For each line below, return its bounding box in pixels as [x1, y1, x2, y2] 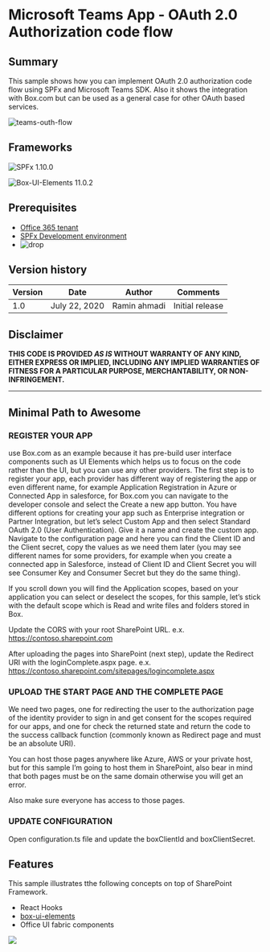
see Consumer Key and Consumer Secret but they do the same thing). [8, 568, 241, 577]
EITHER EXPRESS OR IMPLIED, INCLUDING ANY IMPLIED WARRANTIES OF [8, 358, 260, 367]
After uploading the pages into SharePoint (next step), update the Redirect [8, 648, 255, 658]
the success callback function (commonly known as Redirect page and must [8, 731, 261, 740]
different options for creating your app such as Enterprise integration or [8, 507, 245, 517]
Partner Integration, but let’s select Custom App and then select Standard [8, 516, 251, 526]
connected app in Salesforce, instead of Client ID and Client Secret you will [8, 559, 257, 569]
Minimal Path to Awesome [8, 405, 141, 420]
